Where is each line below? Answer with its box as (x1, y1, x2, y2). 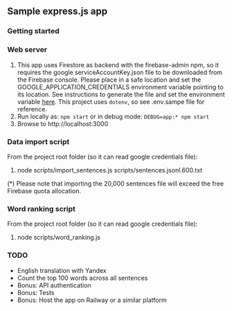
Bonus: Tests (17, 288, 55, 296)
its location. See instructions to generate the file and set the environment (17, 90, 225, 98)
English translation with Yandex (17, 266, 107, 274)
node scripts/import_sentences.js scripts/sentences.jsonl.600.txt (17, 166, 203, 174)
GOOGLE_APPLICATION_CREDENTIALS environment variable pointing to (17, 82, 224, 91)
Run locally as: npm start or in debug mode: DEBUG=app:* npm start (17, 112, 210, 121)
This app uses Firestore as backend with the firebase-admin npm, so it (17, 60, 220, 69)
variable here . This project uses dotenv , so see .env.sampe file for (17, 97, 205, 106)
